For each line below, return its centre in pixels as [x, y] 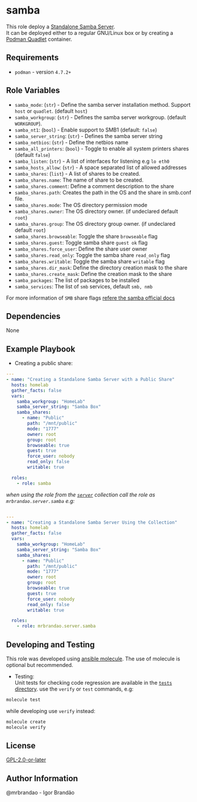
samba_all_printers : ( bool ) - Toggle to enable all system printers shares [102, 149]
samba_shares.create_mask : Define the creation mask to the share [93, 274]
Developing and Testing [51, 644]
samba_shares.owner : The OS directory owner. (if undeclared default [96, 211]
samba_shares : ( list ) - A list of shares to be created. [77, 173]
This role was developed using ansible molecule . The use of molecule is [93, 659]
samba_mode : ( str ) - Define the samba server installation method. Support [103, 104]
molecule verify [26, 727]
